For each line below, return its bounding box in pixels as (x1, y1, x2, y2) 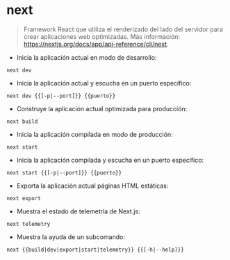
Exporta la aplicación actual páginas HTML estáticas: (16, 181, 169, 190)
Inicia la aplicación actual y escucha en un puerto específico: (16, 79, 192, 87)
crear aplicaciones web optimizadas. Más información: (23, 32, 181, 40)
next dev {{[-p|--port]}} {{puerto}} (6, 92, 116, 99)
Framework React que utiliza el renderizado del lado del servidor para (23, 25, 224, 33)
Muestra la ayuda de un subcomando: (16, 232, 126, 241)
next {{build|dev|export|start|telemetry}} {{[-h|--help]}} (6, 246, 185, 253)
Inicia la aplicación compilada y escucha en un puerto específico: (16, 156, 204, 164)
